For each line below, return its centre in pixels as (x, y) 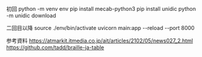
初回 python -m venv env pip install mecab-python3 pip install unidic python (101, 9)
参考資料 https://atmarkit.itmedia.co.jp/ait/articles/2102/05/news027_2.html (100, 40)
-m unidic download (31, 16)
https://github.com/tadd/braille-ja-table (55, 47)
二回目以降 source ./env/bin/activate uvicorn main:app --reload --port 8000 (100, 28)
